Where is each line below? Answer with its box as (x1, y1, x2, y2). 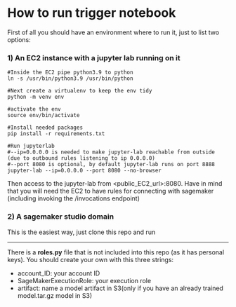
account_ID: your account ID (17, 268, 100, 278)
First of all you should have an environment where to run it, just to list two (7, 28, 220, 36)
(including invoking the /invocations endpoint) (7, 194, 140, 203)
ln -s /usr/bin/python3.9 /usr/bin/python (7, 75, 133, 82)
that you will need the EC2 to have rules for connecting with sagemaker (7, 187, 214, 196)
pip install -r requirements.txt (7, 130, 105, 137)
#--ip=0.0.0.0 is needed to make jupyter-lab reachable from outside (7, 149, 216, 156)
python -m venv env (7, 93, 65, 101)
